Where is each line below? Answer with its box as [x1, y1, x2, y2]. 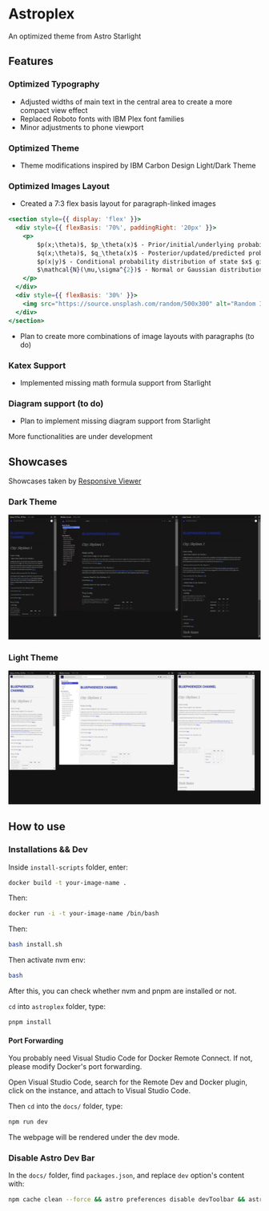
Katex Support [8, 360, 66, 371]
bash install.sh [8, 941, 62, 949]
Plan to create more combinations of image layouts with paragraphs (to [19, 331, 255, 341]
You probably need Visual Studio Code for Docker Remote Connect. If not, [8, 1053, 253, 1063]
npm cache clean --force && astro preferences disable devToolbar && [8, 1196, 246, 1204]
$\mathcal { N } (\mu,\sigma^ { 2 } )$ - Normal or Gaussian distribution [37, 266, 263, 274]
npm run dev [8, 1118, 48, 1126]
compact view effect [19, 105, 88, 115]
